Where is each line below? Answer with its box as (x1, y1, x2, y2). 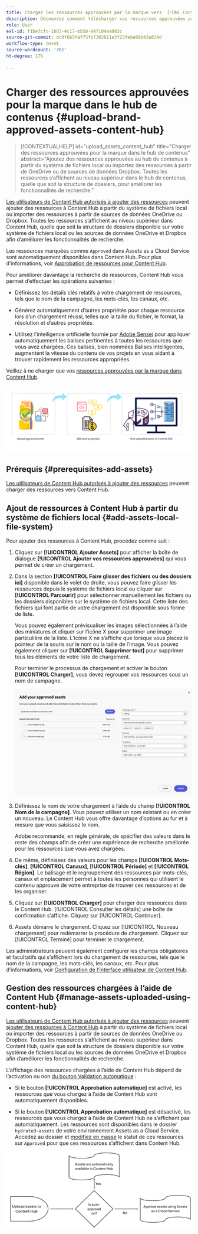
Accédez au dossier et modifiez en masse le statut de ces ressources (14, 1133, 184, 1140)
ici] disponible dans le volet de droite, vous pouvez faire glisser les (14, 579, 177, 586)
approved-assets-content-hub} (6, 123, 165, 136)
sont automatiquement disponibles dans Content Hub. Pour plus (6, 253, 162, 260)
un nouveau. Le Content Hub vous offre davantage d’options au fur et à (14, 815, 188, 822)
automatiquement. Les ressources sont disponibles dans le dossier (14, 1121, 177, 1128)
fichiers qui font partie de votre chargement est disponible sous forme (14, 604, 186, 611)
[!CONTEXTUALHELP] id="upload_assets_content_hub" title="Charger (20, 142, 192, 150)
